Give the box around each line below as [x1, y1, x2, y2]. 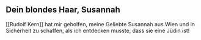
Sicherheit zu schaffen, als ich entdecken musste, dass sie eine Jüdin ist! [5, 27, 190, 34]
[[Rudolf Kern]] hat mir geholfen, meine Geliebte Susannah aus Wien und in [5, 20, 196, 27]
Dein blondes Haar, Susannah [5, 5, 120, 15]
